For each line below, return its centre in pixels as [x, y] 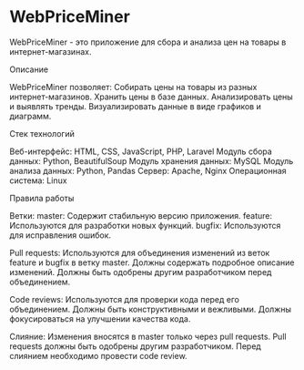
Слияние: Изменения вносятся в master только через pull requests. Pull [148, 336]
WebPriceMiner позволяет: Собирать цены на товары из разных [133, 87]
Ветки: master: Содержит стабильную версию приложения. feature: [141, 215]
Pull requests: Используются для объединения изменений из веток [140, 252]
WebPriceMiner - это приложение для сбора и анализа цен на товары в [148, 42]
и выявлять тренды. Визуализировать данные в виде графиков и [135, 106]
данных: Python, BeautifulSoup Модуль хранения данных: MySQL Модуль [152, 160]
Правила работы [42, 198]
